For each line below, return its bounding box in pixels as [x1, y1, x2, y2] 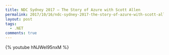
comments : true [5, 30, 37, 35]
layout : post [5, 16, 33, 21]
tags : [5, 21, 17, 26]
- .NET [10, 26, 24, 31]
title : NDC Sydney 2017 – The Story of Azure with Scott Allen [5, 7, 141, 12]
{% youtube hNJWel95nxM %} [5, 44, 69, 50]
